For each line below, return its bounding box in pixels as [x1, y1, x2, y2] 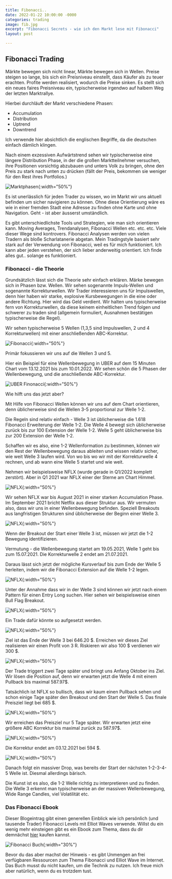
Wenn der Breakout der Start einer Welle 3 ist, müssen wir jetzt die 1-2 [5, 530, 154, 536]
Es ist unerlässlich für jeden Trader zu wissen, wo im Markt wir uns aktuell [5, 193, 162, 199]
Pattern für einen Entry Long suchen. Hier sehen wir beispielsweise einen [5, 592, 160, 598]
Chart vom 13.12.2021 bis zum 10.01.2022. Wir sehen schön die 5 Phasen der [5, 366, 167, 372]
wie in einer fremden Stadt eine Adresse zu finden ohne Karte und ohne [5, 204, 157, 210]
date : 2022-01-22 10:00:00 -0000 [5, 12, 77, 17]
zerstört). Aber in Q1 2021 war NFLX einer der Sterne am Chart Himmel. [5, 474, 156, 481]
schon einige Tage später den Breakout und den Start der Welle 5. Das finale [5, 694, 167, 701]
